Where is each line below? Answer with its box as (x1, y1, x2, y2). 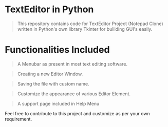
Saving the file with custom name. (17, 80, 89, 87)
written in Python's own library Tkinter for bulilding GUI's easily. (17, 26, 153, 32)
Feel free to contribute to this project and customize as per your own (5, 110, 150, 116)
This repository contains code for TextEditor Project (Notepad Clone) (17, 20, 163, 27)
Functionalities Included (5, 44, 110, 56)
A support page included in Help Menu (17, 100, 100, 107)
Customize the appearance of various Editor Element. (17, 91, 131, 97)
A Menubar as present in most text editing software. (17, 60, 128, 67)
